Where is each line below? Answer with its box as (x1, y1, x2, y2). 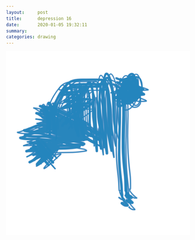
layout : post (6, 9, 48, 15)
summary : (6, 28, 27, 34)
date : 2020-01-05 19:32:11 (6, 22, 88, 27)
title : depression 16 (6, 15, 72, 22)
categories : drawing (6, 34, 57, 40)
